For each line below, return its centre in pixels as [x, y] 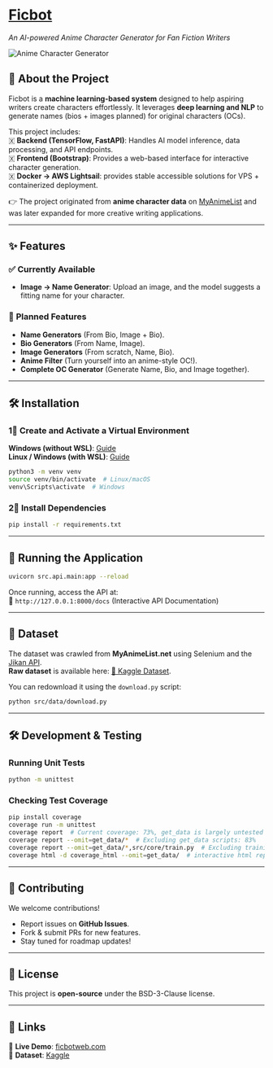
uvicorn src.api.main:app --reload [69, 577]
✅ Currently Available [52, 269]
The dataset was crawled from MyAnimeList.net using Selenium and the [130, 654]
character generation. [45, 167]
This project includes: [45, 131]
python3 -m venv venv [45, 472]
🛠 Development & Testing [75, 735]
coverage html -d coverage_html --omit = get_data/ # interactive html [130, 855]
